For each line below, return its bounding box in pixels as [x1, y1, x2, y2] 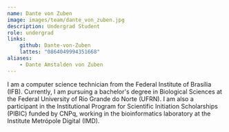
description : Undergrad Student [7, 23, 100, 30]
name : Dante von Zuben [7, 10, 72, 17]
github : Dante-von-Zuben [19, 42, 91, 49]
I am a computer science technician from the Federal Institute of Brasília [7, 80, 212, 88]
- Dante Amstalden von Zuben [19, 61, 103, 68]
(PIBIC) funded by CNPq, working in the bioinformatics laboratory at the [7, 109, 211, 118]
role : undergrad [7, 29, 54, 36]
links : [7, 36, 26, 43]
